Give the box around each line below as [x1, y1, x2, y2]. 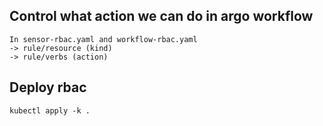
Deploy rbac [9, 79, 87, 96]
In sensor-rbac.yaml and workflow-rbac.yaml [9, 34, 198, 44]
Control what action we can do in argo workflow [9, 8, 314, 25]
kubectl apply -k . [9, 105, 91, 116]
